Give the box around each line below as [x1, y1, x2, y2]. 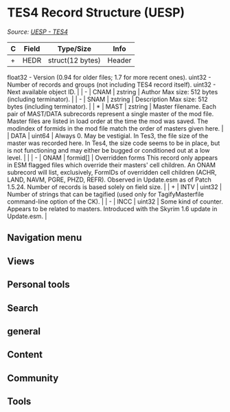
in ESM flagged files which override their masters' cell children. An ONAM [7, 160, 216, 169]
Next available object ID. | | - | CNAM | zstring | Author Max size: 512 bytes [7, 87, 218, 96]
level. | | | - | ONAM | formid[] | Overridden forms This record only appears [7, 153, 218, 162]
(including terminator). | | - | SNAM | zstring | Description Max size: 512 [7, 95, 208, 103]
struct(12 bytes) [47, 55, 101, 65]
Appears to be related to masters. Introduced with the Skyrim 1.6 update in [7, 204, 218, 213]
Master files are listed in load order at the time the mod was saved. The [7, 117, 208, 125]
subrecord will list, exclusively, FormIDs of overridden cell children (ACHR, [7, 168, 217, 176]
